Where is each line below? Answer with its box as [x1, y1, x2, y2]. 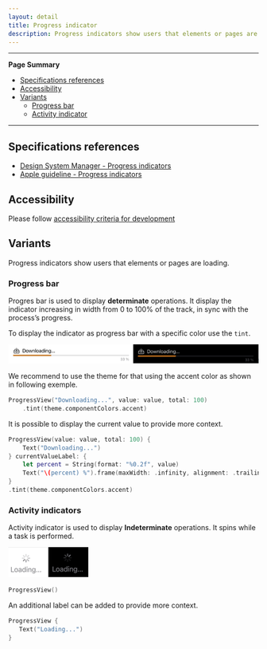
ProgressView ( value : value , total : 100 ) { [8, 435, 151, 443]
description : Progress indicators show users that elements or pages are [8, 29, 258, 37]
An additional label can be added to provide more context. [8, 600, 199, 610]
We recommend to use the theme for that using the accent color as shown [8, 372, 252, 380]
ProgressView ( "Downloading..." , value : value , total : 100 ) [8, 396, 208, 404]
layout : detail [8, 13, 59, 21]
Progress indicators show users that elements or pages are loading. [8, 258, 230, 267]
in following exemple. [8, 380, 78, 389]
